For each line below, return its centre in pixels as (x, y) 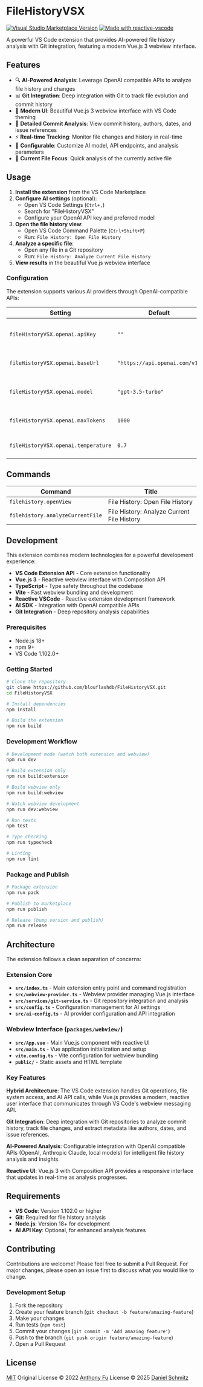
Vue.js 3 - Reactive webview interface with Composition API (90, 579)
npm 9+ (25, 647)
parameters (29, 152)
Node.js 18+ (30, 641)
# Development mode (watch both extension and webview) (78, 754)
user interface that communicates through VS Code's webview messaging (99, 1103)
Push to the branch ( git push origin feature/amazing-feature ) (94, 1337)
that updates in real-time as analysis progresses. (67, 1177)
